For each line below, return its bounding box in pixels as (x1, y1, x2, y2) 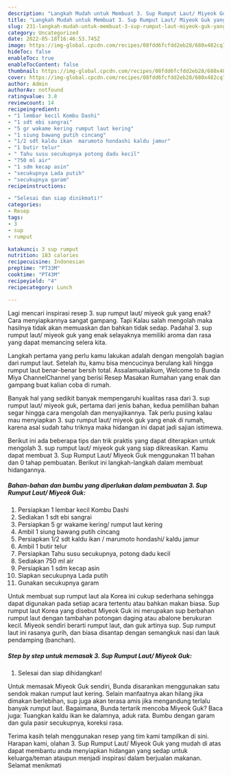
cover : (8, 74, 27, 81)
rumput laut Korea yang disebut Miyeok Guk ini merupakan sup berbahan (8, 607, 215, 615)
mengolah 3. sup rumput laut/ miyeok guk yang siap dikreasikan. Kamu (8, 444, 208, 452)
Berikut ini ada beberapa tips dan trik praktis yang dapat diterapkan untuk (8, 436, 216, 445)
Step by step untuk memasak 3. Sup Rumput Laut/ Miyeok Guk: (8, 652, 193, 660)
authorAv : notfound (8, 87, 64, 93)
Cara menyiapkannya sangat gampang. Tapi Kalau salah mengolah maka (8, 316, 213, 324)
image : (8, 42, 27, 49)
